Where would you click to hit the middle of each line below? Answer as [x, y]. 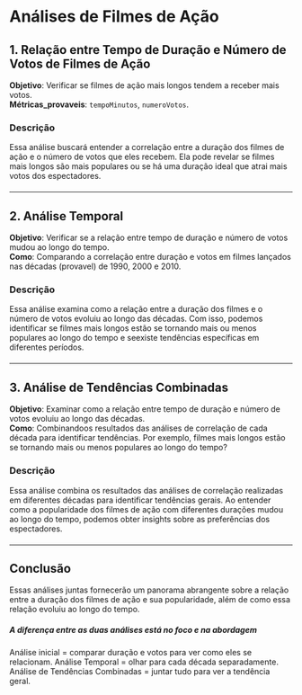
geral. [20, 682]
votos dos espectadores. [55, 176]
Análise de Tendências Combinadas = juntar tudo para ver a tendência [140, 672]
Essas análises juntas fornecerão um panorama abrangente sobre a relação [149, 590]
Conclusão [40, 568]
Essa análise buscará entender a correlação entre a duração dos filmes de [147, 147]
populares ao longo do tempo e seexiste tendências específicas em [134, 338]
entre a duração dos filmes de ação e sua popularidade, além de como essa [150, 600]
